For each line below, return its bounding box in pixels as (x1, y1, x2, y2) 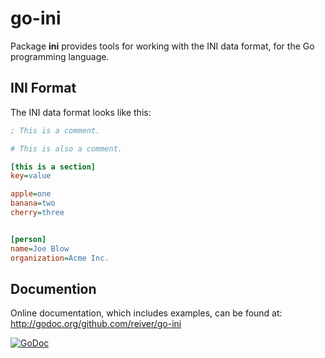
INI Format (10, 80, 77, 97)
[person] (10, 234, 47, 244)
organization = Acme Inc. (10, 253, 110, 263)
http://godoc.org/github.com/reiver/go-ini (10, 318, 182, 330)
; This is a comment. (10, 125, 101, 136)
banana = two (10, 198, 56, 209)
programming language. (10, 50, 110, 62)
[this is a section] (10, 162, 97, 172)
